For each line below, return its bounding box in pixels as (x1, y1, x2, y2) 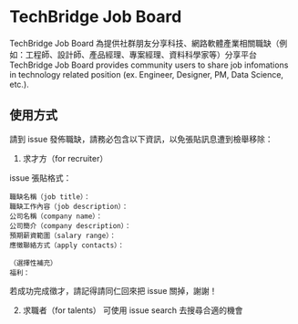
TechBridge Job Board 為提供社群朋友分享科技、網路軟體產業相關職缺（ (9, 37, 280, 48)
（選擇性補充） (9, 258, 57, 267)
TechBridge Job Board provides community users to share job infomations (9, 59, 289, 70)
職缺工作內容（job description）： (9, 202, 129, 211)
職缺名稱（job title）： (9, 192, 91, 202)
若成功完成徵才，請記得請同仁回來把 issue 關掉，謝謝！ (9, 285, 218, 296)
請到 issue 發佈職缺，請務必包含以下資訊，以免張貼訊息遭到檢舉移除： (9, 133, 273, 144)
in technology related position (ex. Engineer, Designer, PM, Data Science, (9, 68, 284, 79)
